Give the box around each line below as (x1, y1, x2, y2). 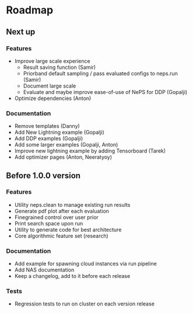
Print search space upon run (14, 220, 83, 227)
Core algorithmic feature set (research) (14, 232, 109, 239)
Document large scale (23, 82, 76, 89)
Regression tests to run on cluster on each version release (14, 300, 155, 307)
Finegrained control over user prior (14, 214, 99, 221)
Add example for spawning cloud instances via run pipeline (14, 260, 157, 267)
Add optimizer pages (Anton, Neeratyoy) (14, 154, 113, 161)
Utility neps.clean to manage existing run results (14, 201, 131, 208)
